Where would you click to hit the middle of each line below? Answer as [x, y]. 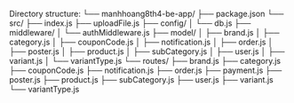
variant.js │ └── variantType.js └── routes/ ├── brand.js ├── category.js [145, 61]
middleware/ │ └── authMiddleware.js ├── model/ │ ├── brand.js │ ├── [144, 32]
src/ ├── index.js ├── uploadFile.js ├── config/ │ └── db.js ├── [130, 23]
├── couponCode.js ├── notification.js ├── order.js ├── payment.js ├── [146, 70]
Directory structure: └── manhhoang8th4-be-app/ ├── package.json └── [147, 14]
